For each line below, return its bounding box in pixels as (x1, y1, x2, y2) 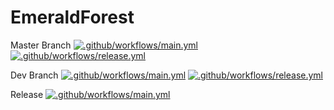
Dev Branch (10, 69, 59, 81)
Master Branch (10, 39, 72, 51)
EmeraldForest (10, 6, 135, 29)
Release (10, 88, 44, 100)
